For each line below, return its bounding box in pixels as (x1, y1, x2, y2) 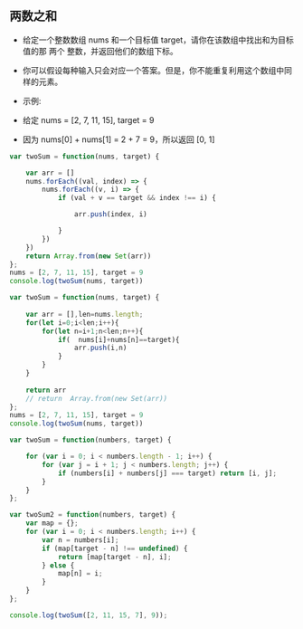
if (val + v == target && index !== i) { (57, 194, 217, 203)
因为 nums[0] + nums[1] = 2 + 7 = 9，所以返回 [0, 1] (22, 134, 215, 145)
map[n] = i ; (57, 569, 103, 578)
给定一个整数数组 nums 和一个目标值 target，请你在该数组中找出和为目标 (22, 34, 294, 45)
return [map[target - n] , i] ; (57, 552, 172, 561)
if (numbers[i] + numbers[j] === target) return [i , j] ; (57, 469, 278, 478)
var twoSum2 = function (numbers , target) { (9, 510, 176, 519)
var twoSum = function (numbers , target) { (9, 435, 172, 445)
